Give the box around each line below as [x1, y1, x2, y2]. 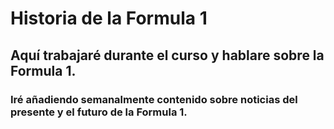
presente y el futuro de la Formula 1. [10, 105, 188, 119]
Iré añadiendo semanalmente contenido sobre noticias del [10, 92, 298, 106]
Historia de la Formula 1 [10, 7, 208, 30]
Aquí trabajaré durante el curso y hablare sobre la [10, 47, 325, 64]
